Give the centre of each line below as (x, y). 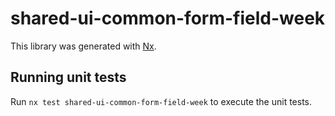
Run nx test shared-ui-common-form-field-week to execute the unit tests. (161, 101)
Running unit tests (68, 77)
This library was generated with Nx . (83, 46)
